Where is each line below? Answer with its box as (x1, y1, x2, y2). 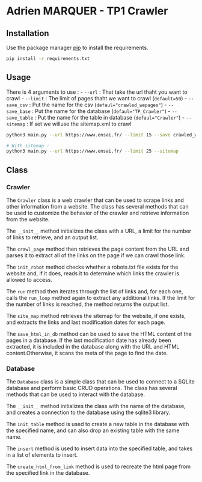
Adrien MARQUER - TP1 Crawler (6, 4, 168, 18)
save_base (6, 108, 31, 115)
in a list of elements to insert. (6, 451, 78, 459)
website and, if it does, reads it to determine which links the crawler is (6, 270, 179, 277)
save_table (6, 115, 34, 121)
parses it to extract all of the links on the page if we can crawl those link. (6, 252, 186, 259)
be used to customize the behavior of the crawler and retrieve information (6, 209, 189, 216)
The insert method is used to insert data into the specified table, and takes (6, 445, 193, 452)
